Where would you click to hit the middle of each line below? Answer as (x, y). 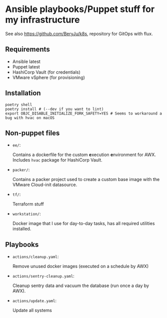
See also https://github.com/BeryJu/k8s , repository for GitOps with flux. (79, 33)
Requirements (27, 49)
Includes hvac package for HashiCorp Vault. (57, 160)
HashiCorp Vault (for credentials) (46, 72)
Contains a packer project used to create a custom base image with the (86, 179)
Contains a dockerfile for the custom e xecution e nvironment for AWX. (84, 155)
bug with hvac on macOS (30, 118)
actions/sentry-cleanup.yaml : (43, 276)
